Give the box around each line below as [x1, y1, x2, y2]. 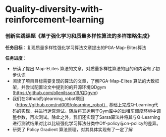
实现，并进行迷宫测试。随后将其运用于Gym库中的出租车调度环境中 [21, 108, 157, 114]
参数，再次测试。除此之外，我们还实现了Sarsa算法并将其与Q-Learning [16, 114, 161, 120]
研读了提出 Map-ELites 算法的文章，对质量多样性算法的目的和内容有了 [12, 66, 156, 72]
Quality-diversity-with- [5, 3, 103, 15]
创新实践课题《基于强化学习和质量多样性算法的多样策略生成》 [5, 33, 153, 40]
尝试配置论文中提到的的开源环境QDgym [25, 84, 107, 90]
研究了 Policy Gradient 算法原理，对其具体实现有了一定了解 [12, 127, 133, 133]
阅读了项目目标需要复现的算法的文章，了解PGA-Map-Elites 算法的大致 [12, 78, 155, 84]
